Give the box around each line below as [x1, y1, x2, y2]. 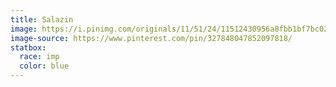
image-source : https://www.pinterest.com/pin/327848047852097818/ [10, 33, 293, 43]
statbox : [10, 42, 47, 53]
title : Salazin [10, 14, 74, 25]
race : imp [19, 52, 60, 62]
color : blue [19, 61, 70, 71]
